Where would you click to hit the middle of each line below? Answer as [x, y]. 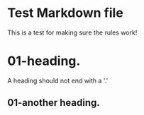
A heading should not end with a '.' [58, 80]
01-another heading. [54, 103]
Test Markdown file [66, 13]
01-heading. [44, 61]
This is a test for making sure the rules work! [72, 32]
